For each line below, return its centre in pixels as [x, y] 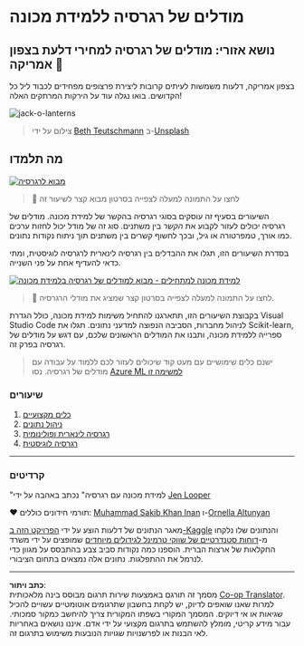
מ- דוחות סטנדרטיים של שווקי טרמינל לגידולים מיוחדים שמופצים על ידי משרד [139, 540]
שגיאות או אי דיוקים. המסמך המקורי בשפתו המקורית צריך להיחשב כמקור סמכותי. [146, 614]
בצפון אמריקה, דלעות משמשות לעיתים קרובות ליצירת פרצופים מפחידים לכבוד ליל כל [152, 86]
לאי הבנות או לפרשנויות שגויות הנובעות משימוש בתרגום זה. [109, 633]
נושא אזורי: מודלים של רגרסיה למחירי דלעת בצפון [142, 50]
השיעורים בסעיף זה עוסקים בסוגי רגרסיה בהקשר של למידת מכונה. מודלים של [139, 216]
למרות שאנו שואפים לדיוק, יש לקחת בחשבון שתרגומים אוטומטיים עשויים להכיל [142, 604]
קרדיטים [27, 476]
